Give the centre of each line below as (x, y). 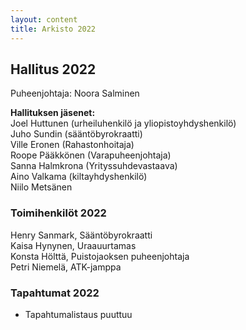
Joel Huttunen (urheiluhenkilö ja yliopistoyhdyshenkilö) (123, 123)
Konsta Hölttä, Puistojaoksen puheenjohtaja (100, 256)
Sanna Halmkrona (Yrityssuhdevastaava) (94, 166)
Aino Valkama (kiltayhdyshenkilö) (79, 177)
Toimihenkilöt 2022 (58, 213)
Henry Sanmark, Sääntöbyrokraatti (81, 235)
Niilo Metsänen (41, 187)
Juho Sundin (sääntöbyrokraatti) (76, 134)
